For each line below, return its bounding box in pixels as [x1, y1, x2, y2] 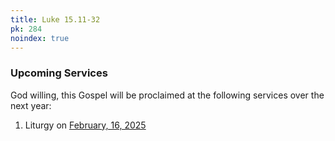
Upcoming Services [10, 66, 108, 80]
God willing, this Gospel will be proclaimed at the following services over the [10, 89, 325, 101]
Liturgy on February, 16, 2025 [24, 119, 147, 131]
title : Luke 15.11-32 [10, 14, 101, 25]
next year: [10, 99, 52, 111]
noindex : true [10, 33, 70, 43]
